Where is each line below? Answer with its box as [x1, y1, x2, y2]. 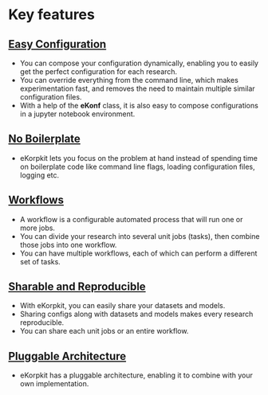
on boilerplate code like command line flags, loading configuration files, [19, 162, 255, 171]
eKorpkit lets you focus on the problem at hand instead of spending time [19, 153, 258, 162]
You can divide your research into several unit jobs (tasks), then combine [19, 231, 260, 241]
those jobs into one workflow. [19, 240, 117, 249]
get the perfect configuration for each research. [19, 67, 178, 76]
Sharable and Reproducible [8, 280, 146, 294]
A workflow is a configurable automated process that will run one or [19, 214, 243, 224]
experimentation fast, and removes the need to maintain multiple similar [19, 84, 255, 93]
